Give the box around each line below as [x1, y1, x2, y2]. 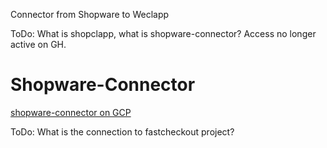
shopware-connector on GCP [10, 106, 132, 118]
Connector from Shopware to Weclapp [10, 9, 170, 20]
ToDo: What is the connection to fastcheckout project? [10, 125, 235, 138]
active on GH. [10, 39, 67, 50]
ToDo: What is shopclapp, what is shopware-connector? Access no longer [10, 28, 317, 39]
